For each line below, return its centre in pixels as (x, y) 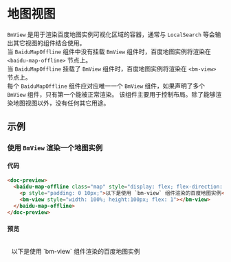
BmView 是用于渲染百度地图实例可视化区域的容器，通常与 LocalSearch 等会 (111, 34)
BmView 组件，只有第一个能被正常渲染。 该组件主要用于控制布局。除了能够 (111, 94)
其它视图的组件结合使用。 (49, 43)
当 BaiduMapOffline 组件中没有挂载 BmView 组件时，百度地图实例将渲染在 (109, 51)
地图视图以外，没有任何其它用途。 (61, 103)
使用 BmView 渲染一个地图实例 (55, 148)
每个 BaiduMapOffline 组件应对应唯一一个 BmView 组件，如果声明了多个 (106, 86)
